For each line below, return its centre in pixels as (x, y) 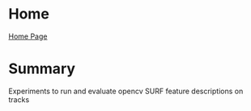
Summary (42, 69)
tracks (19, 99)
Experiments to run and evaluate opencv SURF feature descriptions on (126, 91)
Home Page (28, 36)
